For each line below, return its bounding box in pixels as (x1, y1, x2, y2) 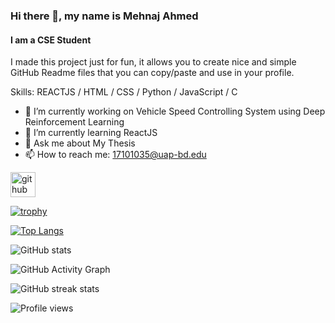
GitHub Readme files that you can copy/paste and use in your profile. (10, 67, 295, 79)
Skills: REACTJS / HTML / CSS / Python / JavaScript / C (10, 86, 238, 98)
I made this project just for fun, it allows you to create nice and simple (10, 56, 297, 68)
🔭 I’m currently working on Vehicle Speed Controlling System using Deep (24, 105, 326, 118)
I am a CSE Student (10, 34, 92, 46)
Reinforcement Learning (24, 116, 125, 128)
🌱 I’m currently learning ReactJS (24, 127, 158, 139)
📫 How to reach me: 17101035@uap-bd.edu (24, 149, 207, 161)
